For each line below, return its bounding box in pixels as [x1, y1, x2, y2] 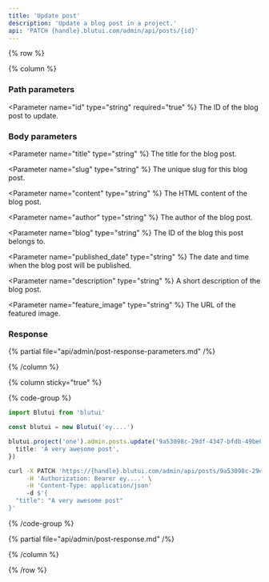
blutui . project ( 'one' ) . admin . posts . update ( [8, 438, 156, 446]
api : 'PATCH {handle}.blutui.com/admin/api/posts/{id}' [8, 26, 199, 34]
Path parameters [8, 84, 74, 95]
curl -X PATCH [8, 467, 56, 475]
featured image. [8, 308, 61, 318]
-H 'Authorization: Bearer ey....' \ [26, 474, 152, 483]
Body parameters [8, 130, 78, 142]
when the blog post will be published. [8, 260, 132, 270]
